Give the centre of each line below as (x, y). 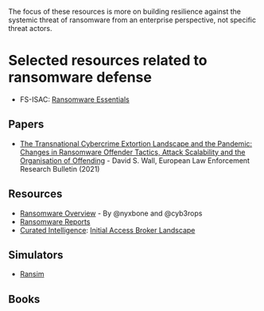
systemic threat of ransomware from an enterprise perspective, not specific (132, 20)
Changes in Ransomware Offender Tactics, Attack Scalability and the (132, 152)
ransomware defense (80, 78)
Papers (26, 124)
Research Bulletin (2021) (60, 169)
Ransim (32, 274)
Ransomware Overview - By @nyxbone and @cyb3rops (111, 213)
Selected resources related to (108, 61)
